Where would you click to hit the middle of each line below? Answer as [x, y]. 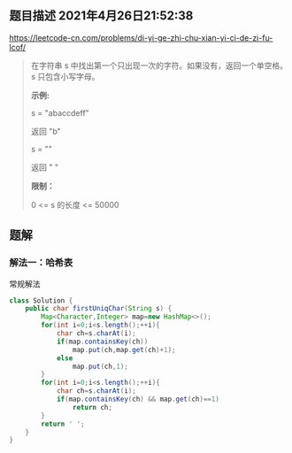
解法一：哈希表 [41, 263]
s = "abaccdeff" [60, 112]
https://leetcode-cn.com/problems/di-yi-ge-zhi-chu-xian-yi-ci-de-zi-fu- [141, 37]
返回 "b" [46, 131]
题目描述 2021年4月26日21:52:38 [101, 16]
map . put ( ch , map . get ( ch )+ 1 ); [124, 349]
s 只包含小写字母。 [65, 76]
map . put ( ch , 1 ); [100, 366]
